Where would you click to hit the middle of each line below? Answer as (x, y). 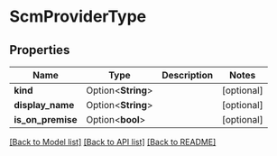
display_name (44, 105)
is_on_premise (46, 119)
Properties (40, 50)
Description (188, 75)
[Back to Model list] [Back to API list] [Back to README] (113, 142)
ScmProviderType (78, 17)
